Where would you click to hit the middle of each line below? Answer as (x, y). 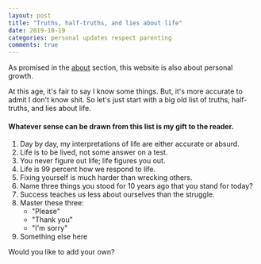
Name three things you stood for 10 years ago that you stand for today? (136, 186)
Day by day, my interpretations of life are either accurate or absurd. (129, 144)
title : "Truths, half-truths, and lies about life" (95, 23)
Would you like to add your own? (61, 252)
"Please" (46, 212)
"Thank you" (52, 220)
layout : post (30, 15)
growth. (21, 76)
